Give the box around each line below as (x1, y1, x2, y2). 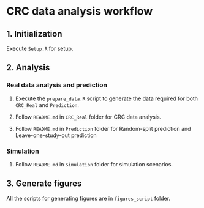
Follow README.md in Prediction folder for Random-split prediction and (15, 125, 191, 132)
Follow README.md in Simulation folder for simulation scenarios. (15, 160, 173, 168)
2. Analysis (6, 62, 50, 73)
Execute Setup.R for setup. (6, 45, 74, 52)
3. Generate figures (6, 179, 82, 189)
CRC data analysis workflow (6, 4, 153, 18)
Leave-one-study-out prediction (15, 132, 97, 139)
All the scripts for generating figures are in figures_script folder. (6, 195, 170, 202)
